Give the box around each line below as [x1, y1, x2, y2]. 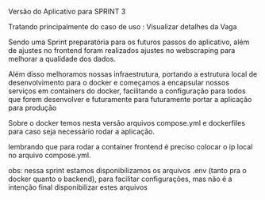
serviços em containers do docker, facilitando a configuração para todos [8, 86, 246, 96]
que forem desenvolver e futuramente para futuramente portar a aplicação [8, 95, 252, 104]
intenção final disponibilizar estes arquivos [8, 183, 148, 192]
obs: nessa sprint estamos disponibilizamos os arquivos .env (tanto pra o [8, 166, 248, 175]
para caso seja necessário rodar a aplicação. [8, 126, 155, 136]
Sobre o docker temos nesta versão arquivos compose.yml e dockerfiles [8, 119, 246, 127]
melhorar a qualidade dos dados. [8, 55, 117, 63]
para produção [8, 103, 57, 112]
